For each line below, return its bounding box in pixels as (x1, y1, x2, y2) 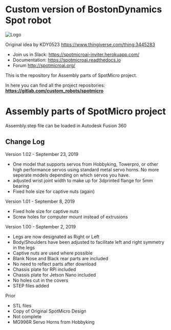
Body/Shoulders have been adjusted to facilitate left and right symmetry (12, 239, 165, 245)
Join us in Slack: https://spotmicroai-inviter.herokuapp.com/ (12, 51, 140, 57)
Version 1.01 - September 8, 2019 (5, 198, 75, 204)
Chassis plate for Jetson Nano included (12, 271, 96, 278)
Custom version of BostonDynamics (5, 4, 162, 15)
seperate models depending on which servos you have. (12, 172, 130, 178)
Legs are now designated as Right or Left (12, 234, 100, 240)
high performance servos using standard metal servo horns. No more (12, 166, 159, 172)
